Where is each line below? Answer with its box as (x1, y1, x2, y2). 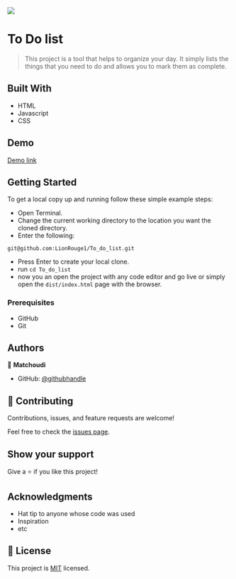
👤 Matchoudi (7, 361, 46, 369)
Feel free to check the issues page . (7, 427, 110, 436)
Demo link (7, 156, 37, 164)
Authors (7, 342, 45, 354)
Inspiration (17, 517, 49, 525)
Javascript (17, 108, 49, 117)
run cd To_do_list (17, 265, 71, 274)
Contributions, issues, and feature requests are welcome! (7, 414, 175, 422)
